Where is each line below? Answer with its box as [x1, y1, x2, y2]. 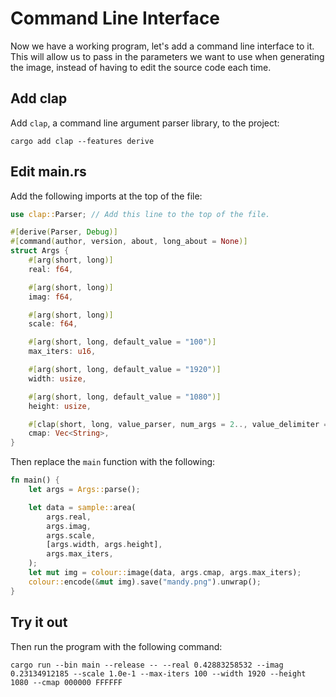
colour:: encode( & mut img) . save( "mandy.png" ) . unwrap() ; [28, 577, 262, 587]
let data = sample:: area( [28, 502, 137, 512]
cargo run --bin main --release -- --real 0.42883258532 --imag [10, 660, 284, 670]
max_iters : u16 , [28, 347, 97, 357]
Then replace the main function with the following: [10, 456, 216, 468]
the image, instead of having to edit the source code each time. [10, 61, 272, 73]
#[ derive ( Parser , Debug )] [10, 227, 118, 237]
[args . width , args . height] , [46, 540, 163, 550]
